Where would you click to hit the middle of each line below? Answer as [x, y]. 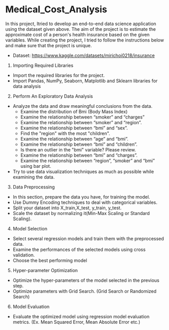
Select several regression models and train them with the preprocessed [88, 238]
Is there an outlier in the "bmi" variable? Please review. [78, 149]
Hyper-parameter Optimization [45, 270]
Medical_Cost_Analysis [56, 9]
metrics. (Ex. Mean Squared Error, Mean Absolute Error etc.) [76, 322]
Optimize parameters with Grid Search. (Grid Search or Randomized [85, 291]
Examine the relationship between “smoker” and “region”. [81, 122]
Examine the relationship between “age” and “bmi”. [74, 139]
